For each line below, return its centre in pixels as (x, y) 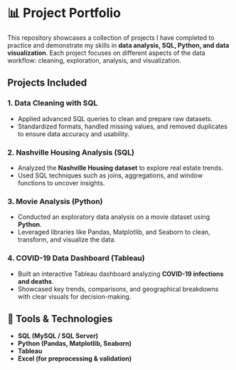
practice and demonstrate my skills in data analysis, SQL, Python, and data (118, 45)
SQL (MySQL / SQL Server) (58, 336)
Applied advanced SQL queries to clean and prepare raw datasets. (115, 118)
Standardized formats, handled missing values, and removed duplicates (122, 126)
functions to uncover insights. (61, 183)
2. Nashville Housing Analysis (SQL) (71, 152)
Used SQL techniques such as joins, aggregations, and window (110, 175)
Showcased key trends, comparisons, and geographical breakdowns (118, 289)
